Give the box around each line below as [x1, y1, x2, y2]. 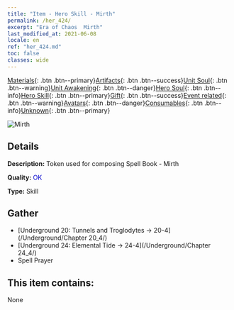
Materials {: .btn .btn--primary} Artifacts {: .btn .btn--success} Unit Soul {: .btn [7, 76, 228, 84]
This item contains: [7, 277, 94, 289]
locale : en [7, 37, 40, 44]
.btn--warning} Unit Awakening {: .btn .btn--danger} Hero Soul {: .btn [7, 83, 203, 92]
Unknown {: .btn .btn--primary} [21, 106, 111, 114]
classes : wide [7, 57, 50, 64]
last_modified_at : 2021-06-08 [7, 30, 97, 38]
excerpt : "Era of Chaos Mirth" [7, 23, 103, 31]
